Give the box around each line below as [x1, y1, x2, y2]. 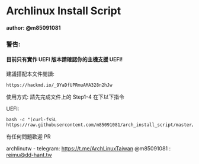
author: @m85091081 [6, 24, 61, 31]
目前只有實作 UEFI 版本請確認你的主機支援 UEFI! [6, 56, 123, 63]
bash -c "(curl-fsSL [6, 116, 57, 122]
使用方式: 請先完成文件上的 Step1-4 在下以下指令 [6, 93, 124, 100]
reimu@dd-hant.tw [6, 151, 52, 158]
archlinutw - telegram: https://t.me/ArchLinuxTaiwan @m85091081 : [6, 144, 171, 152]
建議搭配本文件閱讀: [6, 70, 55, 77]
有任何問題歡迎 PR [6, 133, 51, 140]
